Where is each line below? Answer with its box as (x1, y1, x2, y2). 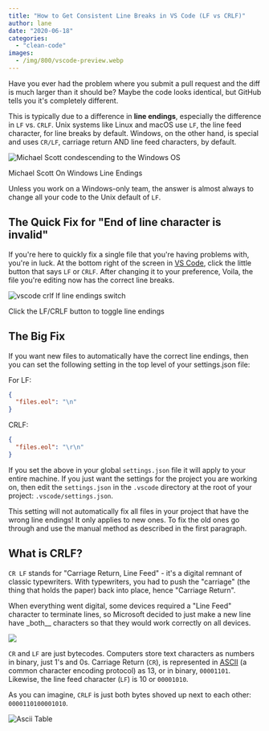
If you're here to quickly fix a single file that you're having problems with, (8, 249, 250, 259)
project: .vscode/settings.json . (8, 491, 114, 500)
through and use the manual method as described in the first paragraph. (8, 524, 247, 533)
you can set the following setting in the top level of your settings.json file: (8, 359, 251, 369)
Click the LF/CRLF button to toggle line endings (8, 306, 165, 316)
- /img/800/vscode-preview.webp (15, 57, 124, 65)
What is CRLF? (8, 547, 83, 561)
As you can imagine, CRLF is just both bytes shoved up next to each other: (8, 689, 251, 700)
